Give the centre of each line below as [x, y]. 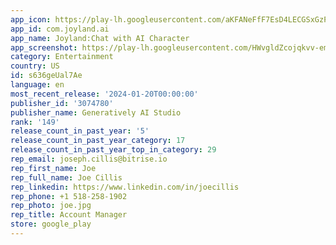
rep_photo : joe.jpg [51, 206]
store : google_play [51, 224]
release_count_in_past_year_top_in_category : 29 [113, 150]
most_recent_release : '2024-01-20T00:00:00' [104, 94]
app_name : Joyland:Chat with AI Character [100, 38]
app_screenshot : [44, 47]
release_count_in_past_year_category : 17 [98, 141]
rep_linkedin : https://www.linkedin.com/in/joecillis [125, 187]
